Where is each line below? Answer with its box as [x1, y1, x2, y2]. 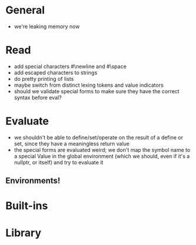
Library [5, 226, 42, 239]
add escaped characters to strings [13, 69, 97, 76]
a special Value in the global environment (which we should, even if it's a [13, 152, 190, 159]
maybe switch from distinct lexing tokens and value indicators [13, 81, 164, 89]
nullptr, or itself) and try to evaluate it [13, 159, 104, 166]
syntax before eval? [13, 94, 62, 101]
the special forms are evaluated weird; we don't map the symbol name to [13, 146, 191, 153]
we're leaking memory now [13, 23, 80, 30]
